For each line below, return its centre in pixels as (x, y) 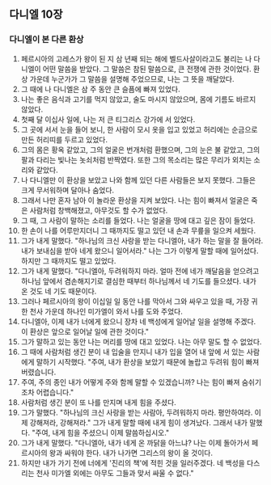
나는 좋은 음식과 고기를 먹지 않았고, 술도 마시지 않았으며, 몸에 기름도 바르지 (138, 99)
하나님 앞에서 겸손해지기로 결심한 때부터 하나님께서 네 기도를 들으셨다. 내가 (139, 280)
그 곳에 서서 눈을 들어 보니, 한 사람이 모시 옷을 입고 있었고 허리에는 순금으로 (139, 129)
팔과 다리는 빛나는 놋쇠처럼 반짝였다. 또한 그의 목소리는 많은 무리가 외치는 (136, 159)
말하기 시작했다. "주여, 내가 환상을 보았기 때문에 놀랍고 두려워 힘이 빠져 (148, 361)
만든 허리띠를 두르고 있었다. (64, 139)
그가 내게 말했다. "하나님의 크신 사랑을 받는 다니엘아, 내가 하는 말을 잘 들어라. (142, 240)
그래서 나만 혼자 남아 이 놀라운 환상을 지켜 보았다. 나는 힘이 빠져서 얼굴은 (135, 200)
